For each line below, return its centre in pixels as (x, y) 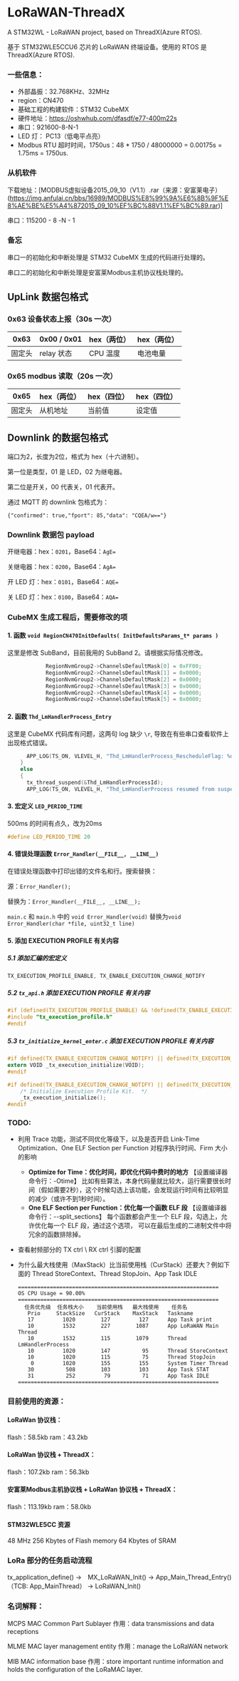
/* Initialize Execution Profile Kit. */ (84, 1091)
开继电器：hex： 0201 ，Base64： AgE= (62, 551)
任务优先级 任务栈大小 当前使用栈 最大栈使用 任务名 (106, 1307)
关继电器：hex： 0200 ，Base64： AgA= (62, 566)
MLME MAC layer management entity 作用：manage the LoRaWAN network (118, 1646)
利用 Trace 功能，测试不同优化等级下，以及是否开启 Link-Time (109, 1139)
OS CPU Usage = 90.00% (51, 1294)
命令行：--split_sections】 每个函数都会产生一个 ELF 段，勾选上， (125, 1217)
